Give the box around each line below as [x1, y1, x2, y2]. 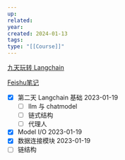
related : [7, 17, 33, 24]
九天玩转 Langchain [7, 63, 65, 71]
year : [7, 23, 23, 30]
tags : [7, 37, 23, 44]
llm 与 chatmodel [28, 102, 78, 111]
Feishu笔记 [7, 78, 40, 87]
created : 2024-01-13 [7, 30, 69, 37]
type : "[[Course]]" [7, 43, 65, 50]
